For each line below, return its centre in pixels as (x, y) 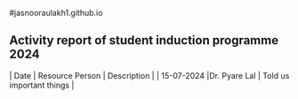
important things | (42, 85)
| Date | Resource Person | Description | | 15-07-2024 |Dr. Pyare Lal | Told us (149, 75)
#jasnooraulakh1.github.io (56, 13)
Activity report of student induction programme (144, 40)
